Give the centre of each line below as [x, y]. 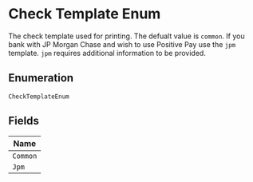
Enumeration [41, 78]
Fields [24, 121]
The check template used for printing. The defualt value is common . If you [126, 36]
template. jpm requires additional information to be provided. [107, 53]
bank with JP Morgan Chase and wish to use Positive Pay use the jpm [122, 44]
